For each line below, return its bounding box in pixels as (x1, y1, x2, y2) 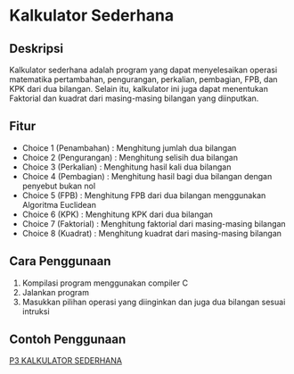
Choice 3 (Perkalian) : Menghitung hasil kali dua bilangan (21, 162, 232, 172)
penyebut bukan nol (21, 180, 96, 191)
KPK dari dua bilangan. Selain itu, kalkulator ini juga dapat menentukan (9, 84, 269, 94)
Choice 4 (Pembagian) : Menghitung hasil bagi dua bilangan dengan (21, 170, 273, 181)
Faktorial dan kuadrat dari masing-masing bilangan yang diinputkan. (9, 93, 259, 104)
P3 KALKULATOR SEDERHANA (9, 355, 123, 366)
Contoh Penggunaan (9, 332, 127, 347)
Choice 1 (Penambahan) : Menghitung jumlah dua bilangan (21, 142, 237, 153)
